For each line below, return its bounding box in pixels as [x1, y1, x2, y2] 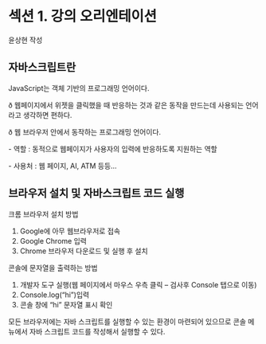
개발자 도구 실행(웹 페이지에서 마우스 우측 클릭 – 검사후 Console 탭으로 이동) [19, 279, 257, 289]
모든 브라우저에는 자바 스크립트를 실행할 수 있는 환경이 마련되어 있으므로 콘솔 [8, 316, 247, 326]
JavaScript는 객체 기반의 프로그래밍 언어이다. [8, 83, 150, 92]
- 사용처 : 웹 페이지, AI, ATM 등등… [8, 161, 117, 170]
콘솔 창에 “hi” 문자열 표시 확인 [19, 299, 113, 309]
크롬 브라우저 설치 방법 [8, 209, 79, 219]
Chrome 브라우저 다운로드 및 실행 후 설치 [19, 246, 149, 256]
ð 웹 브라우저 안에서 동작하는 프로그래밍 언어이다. [8, 127, 162, 136]
